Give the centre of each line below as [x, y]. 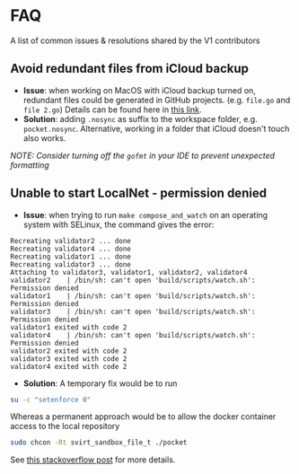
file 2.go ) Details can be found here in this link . [112, 110]
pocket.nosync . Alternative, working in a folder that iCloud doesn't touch [156, 128]
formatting [30, 165]
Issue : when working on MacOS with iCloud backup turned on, [140, 90]
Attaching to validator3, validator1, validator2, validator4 [129, 272]
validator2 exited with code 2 [69, 351]
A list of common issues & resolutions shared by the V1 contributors [135, 40]
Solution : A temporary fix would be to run [100, 383]
